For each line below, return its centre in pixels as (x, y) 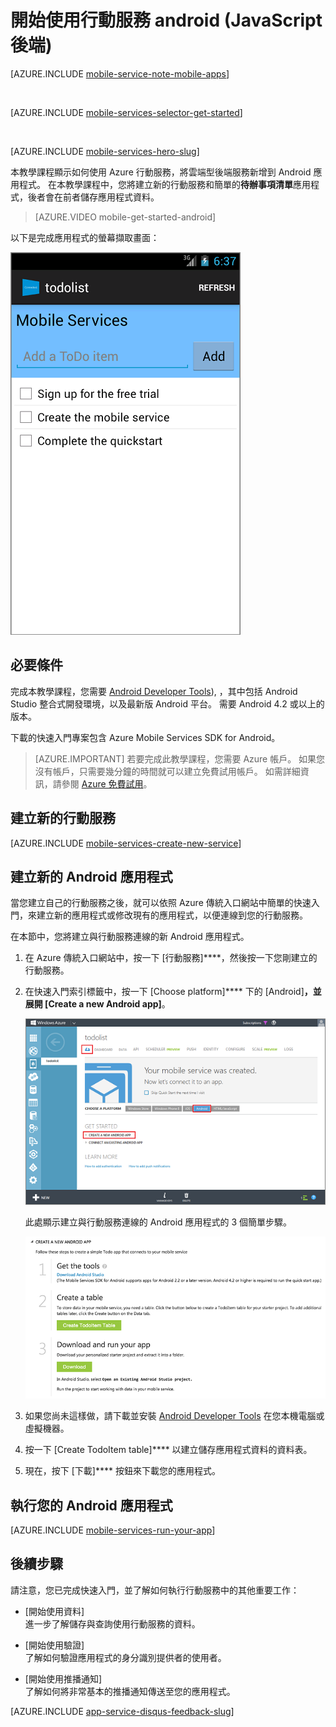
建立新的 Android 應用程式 (91, 876)
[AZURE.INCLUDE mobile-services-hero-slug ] (105, 151)
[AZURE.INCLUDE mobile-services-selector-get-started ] (126, 112)
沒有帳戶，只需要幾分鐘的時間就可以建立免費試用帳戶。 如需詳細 (167, 771)
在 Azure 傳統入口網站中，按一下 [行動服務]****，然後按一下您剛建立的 (171, 958)
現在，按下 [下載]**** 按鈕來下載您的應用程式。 (122, 1471)
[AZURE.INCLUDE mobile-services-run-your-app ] (113, 1530)
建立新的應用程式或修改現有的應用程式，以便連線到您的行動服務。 (172, 915)
